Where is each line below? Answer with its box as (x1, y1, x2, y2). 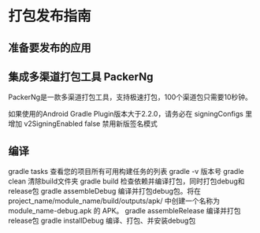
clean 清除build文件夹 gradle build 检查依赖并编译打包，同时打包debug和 (8, 176, 245, 186)
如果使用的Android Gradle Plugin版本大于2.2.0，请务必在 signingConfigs (8, 109, 244, 119)
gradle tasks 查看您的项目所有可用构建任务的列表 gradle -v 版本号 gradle (8, 167, 244, 176)
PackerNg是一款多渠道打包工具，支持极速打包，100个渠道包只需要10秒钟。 (8, 92, 252, 102)
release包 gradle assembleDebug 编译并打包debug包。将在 (8, 187, 202, 196)
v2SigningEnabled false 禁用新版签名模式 (23, 119, 158, 128)
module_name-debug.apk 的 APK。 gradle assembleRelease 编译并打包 (8, 206, 242, 216)
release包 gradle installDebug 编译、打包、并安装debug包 (8, 216, 196, 225)
